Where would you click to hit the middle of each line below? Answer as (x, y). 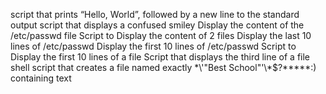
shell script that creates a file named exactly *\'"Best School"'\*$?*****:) (163, 67)
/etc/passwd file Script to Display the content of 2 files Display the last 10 (161, 35)
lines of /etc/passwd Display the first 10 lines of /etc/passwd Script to (153, 46)
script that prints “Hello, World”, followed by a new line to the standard (155, 14)
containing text (41, 78)
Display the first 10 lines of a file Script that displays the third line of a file (160, 57)
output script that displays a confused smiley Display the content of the (157, 25)
